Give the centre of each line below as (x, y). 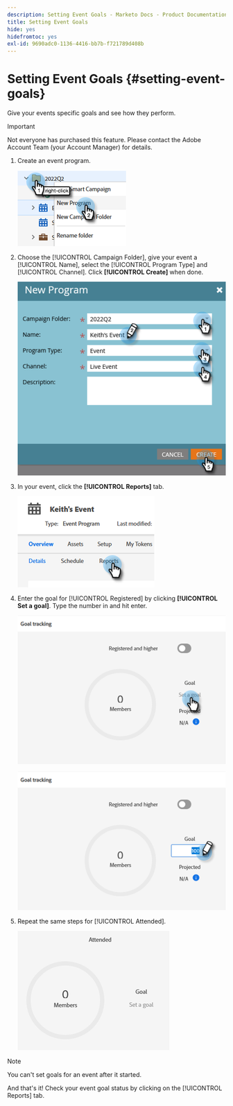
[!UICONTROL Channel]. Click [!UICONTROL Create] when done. (110, 272)
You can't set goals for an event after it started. (75, 1074)
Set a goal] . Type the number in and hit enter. (82, 605)
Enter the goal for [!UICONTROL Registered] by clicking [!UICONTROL (118, 598)
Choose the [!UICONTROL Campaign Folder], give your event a (107, 257)
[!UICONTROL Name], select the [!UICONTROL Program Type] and (112, 265)
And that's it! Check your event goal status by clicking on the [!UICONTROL (115, 1088)
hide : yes (21, 29)
